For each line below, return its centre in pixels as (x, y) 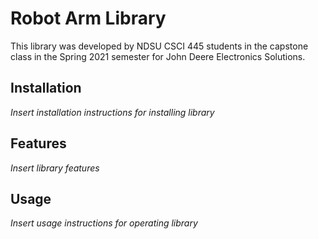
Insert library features (55, 168)
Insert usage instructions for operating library (104, 223)
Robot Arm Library (88, 18)
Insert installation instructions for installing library (112, 112)
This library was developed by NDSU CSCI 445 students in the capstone (159, 46)
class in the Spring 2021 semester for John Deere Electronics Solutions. (158, 56)
